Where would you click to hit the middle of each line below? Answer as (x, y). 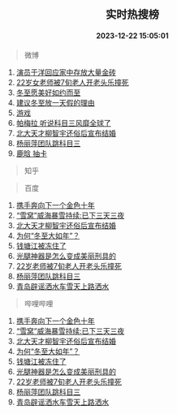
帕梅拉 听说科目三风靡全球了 (63, 123)
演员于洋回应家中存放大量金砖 (66, 72)
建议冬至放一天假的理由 (55, 102)
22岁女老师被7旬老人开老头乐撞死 (72, 82)
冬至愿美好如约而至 (48, 93)
